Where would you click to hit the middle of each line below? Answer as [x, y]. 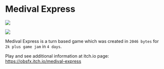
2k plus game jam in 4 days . [34, 46]
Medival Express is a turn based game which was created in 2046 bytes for [82, 41]
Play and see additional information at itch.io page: [57, 56]
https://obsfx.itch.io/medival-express [43, 61]
